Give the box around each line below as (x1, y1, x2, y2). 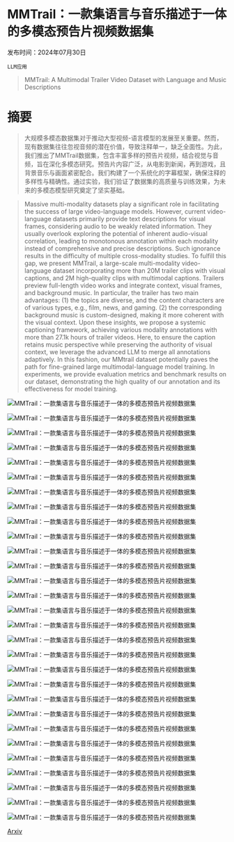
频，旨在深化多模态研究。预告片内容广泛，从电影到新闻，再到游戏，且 (24, 159, 226, 168)
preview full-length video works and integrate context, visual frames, (24, 281, 223, 289)
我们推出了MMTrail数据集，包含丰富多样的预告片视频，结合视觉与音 (24, 151, 219, 159)
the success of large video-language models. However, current (24, 207, 206, 216)
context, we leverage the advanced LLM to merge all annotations (24, 347, 211, 356)
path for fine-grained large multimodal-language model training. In (24, 363, 215, 371)
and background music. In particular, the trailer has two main (24, 288, 199, 296)
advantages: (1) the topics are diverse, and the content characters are (24, 296, 225, 304)
